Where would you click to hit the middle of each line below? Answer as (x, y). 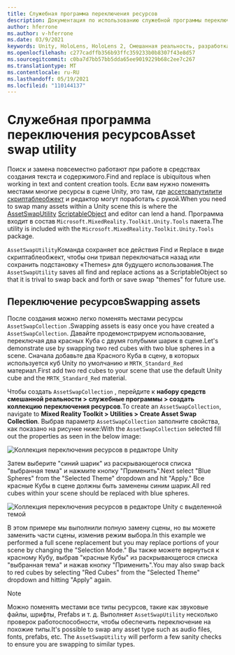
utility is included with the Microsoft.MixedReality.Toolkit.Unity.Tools (111, 229)
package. (21, 236)
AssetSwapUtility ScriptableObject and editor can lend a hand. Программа (115, 214)
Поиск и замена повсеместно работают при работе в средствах (104, 170)
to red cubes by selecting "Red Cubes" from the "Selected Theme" (104, 572)
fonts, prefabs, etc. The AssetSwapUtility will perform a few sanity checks (114, 637)
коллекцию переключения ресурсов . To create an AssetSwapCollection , (114, 406)
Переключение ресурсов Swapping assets (104, 302)
